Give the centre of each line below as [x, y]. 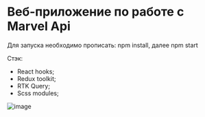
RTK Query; [33, 86]
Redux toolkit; [36, 78]
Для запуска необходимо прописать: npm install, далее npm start [103, 45]
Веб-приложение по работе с [96, 12]
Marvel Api [39, 26]
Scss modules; [38, 93]
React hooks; [36, 71]
